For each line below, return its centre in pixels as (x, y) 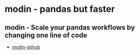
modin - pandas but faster (60, 9)
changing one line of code (46, 35)
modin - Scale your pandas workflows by (70, 27)
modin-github (26, 47)
